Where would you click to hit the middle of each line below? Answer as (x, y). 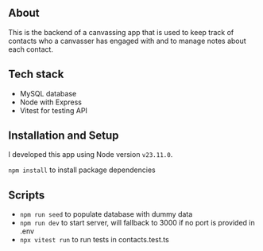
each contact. (31, 49)
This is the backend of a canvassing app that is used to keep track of (121, 32)
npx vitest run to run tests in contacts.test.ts (94, 240)
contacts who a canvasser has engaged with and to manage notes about (127, 41)
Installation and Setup (64, 136)
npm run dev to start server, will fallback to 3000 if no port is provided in (137, 223)
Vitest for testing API (53, 110)
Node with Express (50, 102)
